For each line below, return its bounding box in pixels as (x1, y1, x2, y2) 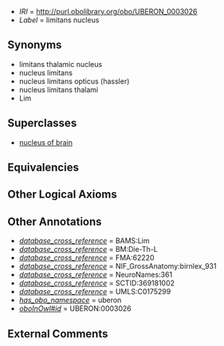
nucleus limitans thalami (18, 85, 99, 94)
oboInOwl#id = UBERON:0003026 (18, 304, 132, 313)
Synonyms (7, 38, 62, 52)
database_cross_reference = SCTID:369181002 (18, 278, 175, 288)
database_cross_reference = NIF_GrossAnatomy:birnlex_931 (18, 261, 217, 271)
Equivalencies (7, 161, 79, 175)
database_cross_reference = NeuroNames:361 (18, 270, 173, 280)
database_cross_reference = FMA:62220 (18, 253, 155, 262)
